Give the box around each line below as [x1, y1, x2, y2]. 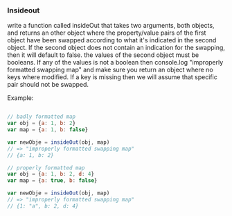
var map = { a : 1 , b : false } [7, 126, 89, 133]
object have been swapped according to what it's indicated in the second [7, 36, 217, 44]
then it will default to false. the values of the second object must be [7, 51, 199, 59]
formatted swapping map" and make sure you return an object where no [7, 65, 213, 74]
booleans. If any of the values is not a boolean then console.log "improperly [7, 58, 224, 67]
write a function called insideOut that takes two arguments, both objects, [7, 22, 215, 30]
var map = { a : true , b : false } [7, 177, 98, 184]
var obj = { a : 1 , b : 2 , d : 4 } [7, 171, 95, 178]
